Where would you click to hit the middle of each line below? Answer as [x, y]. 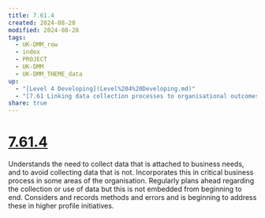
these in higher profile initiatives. [61, 206]
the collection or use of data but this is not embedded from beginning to [125, 189]
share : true [28, 103]
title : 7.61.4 [32, 15]
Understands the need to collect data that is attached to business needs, [126, 164]
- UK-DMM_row [37, 45]
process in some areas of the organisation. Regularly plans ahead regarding [131, 181]
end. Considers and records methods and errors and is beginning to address [132, 198]
